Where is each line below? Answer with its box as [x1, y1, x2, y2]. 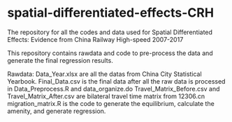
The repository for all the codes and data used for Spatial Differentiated [7, 28, 213, 36]
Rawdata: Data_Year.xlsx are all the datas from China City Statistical [7, 70, 202, 78]
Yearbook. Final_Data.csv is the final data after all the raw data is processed [7, 77, 226, 85]
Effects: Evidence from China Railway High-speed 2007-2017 [7, 35, 184, 43]
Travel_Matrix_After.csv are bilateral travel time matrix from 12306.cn [7, 92, 205, 100]
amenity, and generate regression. [7, 107, 106, 115]
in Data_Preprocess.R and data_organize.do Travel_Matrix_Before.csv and [7, 84, 220, 93]
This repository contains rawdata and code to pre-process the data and [7, 49, 213, 57]
